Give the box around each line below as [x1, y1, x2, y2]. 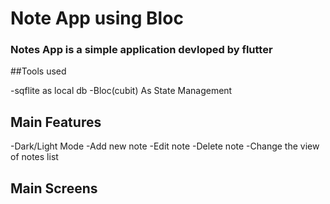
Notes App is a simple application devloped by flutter [10, 43, 273, 57]
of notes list [10, 151, 59, 163]
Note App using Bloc [10, 7, 184, 30]
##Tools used [10, 65, 67, 77]
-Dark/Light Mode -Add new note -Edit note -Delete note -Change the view [10, 140, 320, 152]
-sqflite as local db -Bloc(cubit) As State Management [10, 85, 233, 97]
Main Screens [10, 180, 98, 197]
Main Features [10, 113, 102, 131]
